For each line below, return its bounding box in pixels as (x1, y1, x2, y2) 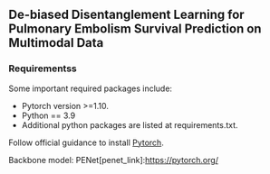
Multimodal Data (8, 35, 104, 50)
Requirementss (8, 62, 78, 75)
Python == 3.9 (21, 110, 76, 121)
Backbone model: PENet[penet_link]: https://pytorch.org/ (8, 154, 219, 165)
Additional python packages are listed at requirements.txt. (21, 119, 238, 130)
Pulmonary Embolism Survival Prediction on (8, 22, 262, 37)
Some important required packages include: (8, 83, 173, 94)
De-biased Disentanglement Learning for (8, 7, 246, 23)
